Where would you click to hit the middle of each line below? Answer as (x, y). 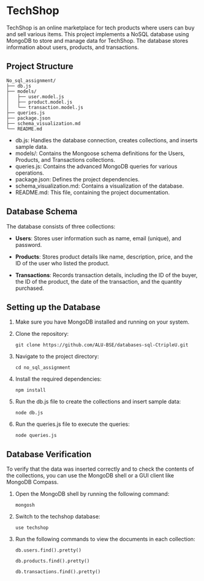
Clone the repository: (42, 334)
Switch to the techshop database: (58, 517)
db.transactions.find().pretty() (58, 572)
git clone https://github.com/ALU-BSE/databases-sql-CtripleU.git (102, 345)
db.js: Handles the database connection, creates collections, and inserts (106, 140)
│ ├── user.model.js (35, 97)
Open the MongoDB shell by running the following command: (92, 494)
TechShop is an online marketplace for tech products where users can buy (100, 28)
